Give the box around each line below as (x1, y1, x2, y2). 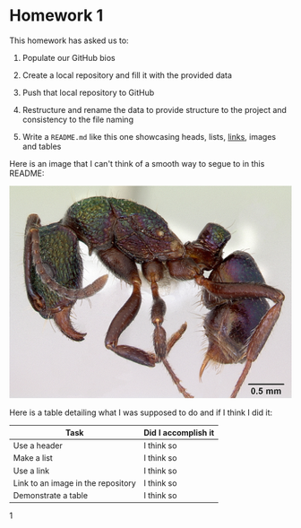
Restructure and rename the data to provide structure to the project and (21, 104, 287, 115)
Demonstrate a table (13, 490, 88, 501)
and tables (21, 141, 62, 151)
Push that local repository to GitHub (21, 87, 155, 98)
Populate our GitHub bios (21, 52, 116, 63)
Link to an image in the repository (13, 477, 136, 489)
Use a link (13, 465, 50, 476)
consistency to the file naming (21, 114, 134, 125)
